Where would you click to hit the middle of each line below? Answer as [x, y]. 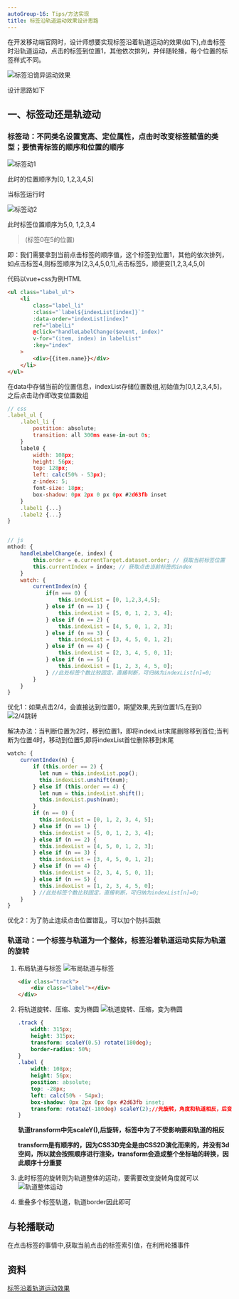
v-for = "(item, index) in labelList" [87, 339]
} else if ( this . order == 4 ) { [79, 787]
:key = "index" [52, 345]
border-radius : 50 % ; [61, 1049]
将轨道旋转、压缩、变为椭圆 [58, 1009]
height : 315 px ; [53, 1036]
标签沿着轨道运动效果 [38, 1288]
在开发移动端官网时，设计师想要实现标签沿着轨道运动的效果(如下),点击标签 [117, 42]
